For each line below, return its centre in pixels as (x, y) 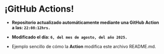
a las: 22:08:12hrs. (31, 27)
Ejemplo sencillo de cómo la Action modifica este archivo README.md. (84, 46)
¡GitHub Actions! (39, 9)
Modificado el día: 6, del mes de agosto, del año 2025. (69, 37)
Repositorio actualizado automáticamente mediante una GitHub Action (85, 22)
